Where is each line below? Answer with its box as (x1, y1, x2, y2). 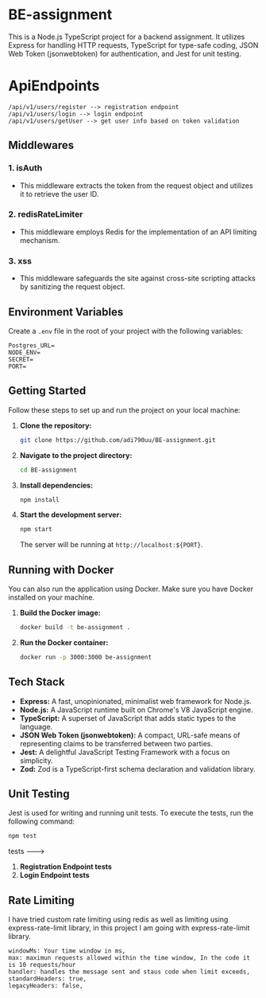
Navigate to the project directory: (19, 450, 133, 460)
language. (19, 722, 53, 731)
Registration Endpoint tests (19, 862, 113, 871)
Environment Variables (8, 305, 124, 319)
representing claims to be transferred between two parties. (19, 738, 213, 748)
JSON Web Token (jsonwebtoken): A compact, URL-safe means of (19, 730, 241, 740)
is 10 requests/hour (8, 961, 77, 969)
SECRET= (8, 355, 34, 363)
